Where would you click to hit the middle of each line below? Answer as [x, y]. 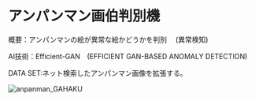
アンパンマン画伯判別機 [84, 16]
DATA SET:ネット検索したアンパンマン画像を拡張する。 [98, 73]
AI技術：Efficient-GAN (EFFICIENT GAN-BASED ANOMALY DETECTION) [128, 56]
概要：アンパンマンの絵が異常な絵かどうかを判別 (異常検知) [108, 39]
